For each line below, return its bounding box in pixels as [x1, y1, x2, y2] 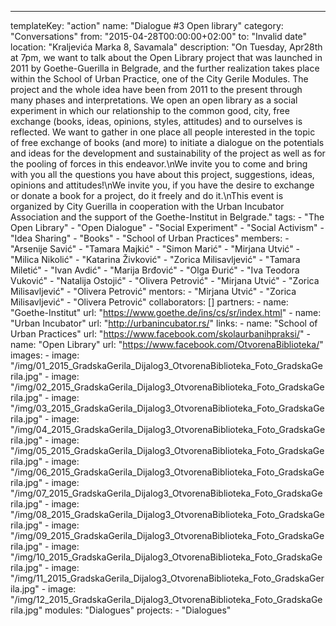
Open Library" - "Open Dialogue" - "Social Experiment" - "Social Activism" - [10, 222, 325, 233]
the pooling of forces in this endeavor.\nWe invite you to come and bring [10, 158, 308, 170]
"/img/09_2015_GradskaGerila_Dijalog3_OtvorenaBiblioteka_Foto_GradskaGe [10, 530, 325, 541]
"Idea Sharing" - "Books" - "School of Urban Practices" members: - [10, 232, 290, 244]
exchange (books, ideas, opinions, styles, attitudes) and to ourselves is [10, 116, 303, 127]
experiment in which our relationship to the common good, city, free [10, 105, 290, 116]
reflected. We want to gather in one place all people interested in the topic [10, 126, 316, 138]
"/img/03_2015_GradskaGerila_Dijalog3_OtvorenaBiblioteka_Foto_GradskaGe [10, 402, 325, 414]
